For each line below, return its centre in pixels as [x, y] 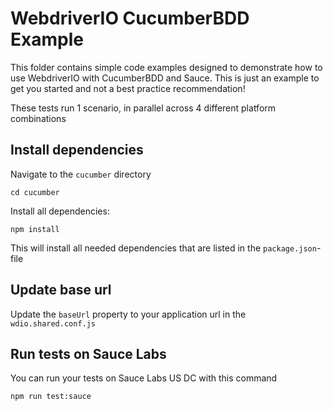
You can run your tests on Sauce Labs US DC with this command [144, 378]
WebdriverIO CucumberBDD [130, 18]
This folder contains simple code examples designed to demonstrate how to [166, 67]
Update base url [61, 290]
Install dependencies [77, 150]
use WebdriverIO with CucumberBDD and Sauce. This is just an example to [165, 78]
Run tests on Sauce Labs [88, 353]
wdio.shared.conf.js [53, 323]
